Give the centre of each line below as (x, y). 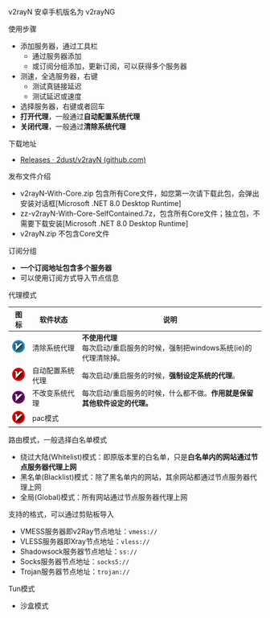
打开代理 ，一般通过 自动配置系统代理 (80, 116)
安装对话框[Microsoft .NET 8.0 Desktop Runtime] (100, 203)
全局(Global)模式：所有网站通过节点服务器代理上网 (104, 497)
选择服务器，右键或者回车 (62, 106)
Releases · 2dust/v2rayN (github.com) (83, 160)
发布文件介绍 (29, 176)
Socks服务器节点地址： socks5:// (75, 562)
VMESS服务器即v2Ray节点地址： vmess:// (89, 531)
